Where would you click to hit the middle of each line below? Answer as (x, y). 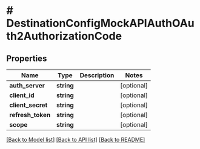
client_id (22, 95)
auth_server (27, 85)
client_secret (28, 105)
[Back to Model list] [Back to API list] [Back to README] (76, 140)
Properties (27, 58)
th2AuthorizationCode (64, 36)
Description (97, 75)
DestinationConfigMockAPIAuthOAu (101, 23)
